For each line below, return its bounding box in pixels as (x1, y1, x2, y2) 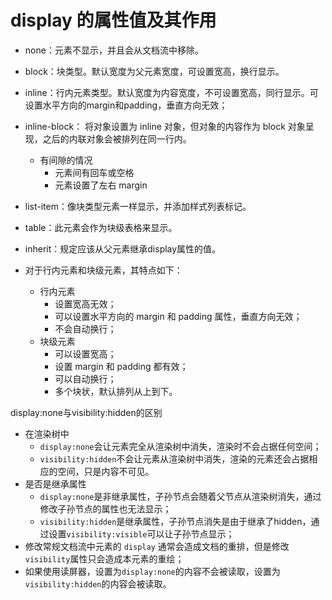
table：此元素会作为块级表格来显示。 (24, 221, 178, 233)
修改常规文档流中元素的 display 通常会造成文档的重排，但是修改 (24, 540, 290, 552)
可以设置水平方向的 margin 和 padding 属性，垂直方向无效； (54, 310, 303, 322)
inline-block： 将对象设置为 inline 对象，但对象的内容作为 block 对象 (24, 120, 306, 132)
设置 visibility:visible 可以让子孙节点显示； (48, 527, 235, 540)
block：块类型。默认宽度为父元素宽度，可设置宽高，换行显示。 (24, 65, 285, 77)
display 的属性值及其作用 (10, 9, 217, 32)
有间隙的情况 (39, 154, 93, 166)
